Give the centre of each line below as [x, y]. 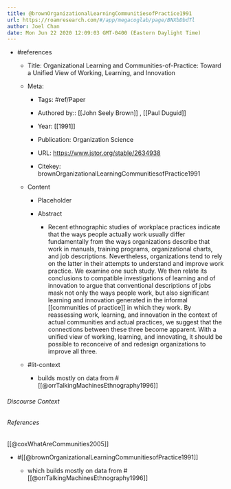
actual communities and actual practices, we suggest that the [135, 322]
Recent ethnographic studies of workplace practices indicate [134, 227]
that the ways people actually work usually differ [117, 234]
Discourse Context [33, 401]
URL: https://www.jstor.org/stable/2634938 [99, 153]
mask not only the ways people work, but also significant [129, 293]
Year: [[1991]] [56, 126]
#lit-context [44, 365]
